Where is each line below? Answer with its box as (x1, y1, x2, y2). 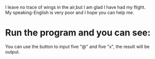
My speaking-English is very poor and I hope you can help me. (5, 9, 134, 15)
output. (5, 48, 20, 54)
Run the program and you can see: (5, 27, 151, 38)
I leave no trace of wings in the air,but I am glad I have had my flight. (5, 4, 146, 10)
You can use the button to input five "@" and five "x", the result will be (5, 43, 150, 49)
